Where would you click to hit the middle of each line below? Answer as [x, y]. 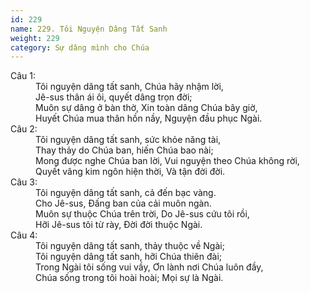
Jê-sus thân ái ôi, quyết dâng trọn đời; [114, 97]
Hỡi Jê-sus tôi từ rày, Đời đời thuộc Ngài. [119, 225]
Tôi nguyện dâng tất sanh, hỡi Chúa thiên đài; [129, 257]
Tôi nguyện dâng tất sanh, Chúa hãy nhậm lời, [129, 87]
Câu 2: [24, 129]
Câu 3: [24, 182]
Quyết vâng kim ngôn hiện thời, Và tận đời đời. [130, 172]
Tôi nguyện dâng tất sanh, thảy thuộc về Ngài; [130, 246]
